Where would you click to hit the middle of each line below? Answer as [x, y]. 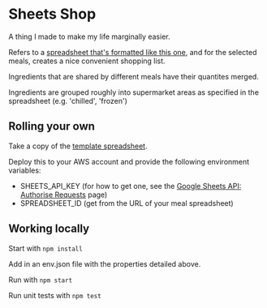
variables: [25, 170]
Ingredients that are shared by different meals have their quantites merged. [134, 76]
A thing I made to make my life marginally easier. [89, 36]
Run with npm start [41, 280]
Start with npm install [45, 248]
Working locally [49, 229]
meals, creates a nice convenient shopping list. [87, 61]
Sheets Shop [52, 14]
